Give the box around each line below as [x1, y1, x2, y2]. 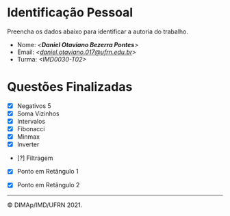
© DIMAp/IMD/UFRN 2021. [7, 201, 83, 209]
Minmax [16, 133, 40, 141]
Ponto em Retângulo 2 [16, 181, 80, 189]
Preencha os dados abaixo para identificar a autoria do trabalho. [7, 27, 189, 36]
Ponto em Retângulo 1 [16, 167, 79, 176]
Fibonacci [16, 125, 45, 133]
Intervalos [16, 118, 46, 125]
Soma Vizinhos [16, 109, 60, 118]
